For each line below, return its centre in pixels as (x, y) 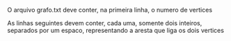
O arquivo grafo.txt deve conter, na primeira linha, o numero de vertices (110, 10)
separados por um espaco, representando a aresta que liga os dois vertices (116, 30)
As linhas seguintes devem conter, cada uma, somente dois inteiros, (105, 23)
